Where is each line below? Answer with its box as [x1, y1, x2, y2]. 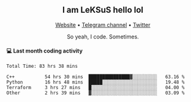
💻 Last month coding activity [6, 47, 83, 54]
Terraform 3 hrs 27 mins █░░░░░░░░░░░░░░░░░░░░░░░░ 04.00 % [6, 85, 185, 91]
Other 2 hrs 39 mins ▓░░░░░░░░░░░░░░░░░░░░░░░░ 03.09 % [6, 90, 185, 97]
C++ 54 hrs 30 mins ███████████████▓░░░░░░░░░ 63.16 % [6, 74, 185, 80]
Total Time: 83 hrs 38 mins [6, 64, 78, 70]
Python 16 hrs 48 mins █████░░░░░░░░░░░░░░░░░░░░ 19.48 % [6, 79, 185, 86]
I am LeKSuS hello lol [62, 5, 144, 15]
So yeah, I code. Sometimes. [67, 33, 139, 40]
